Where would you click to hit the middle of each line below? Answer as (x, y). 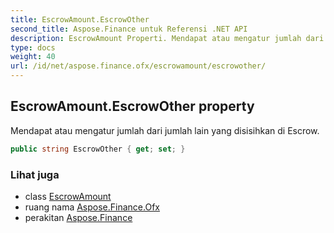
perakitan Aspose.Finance (78, 217)
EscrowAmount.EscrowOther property (132, 106)
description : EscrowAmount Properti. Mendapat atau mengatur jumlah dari (167, 38)
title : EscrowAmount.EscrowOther (80, 19)
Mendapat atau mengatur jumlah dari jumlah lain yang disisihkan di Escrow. (165, 130)
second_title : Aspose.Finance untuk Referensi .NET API (129, 29)
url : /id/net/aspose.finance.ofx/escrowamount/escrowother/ (138, 66)
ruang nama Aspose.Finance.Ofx (92, 207)
